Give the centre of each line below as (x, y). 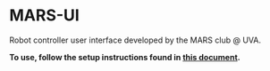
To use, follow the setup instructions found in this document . (125, 57)
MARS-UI (45, 16)
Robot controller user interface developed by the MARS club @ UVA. (135, 40)
